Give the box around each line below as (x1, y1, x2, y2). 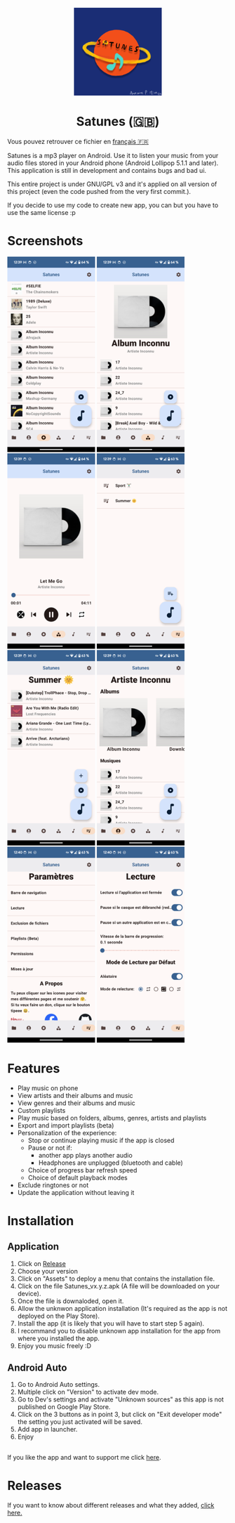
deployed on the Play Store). (17, 1312, 100, 1320)
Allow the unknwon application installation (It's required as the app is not (17, 1304, 228, 1312)
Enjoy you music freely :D (17, 1341, 92, 1349)
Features (7, 1060, 60, 1076)
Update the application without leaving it (17, 1188, 135, 1196)
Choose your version (17, 1267, 79, 1275)
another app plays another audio (38, 1151, 133, 1159)
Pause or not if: (27, 1143, 72, 1152)
